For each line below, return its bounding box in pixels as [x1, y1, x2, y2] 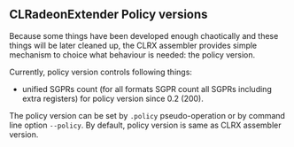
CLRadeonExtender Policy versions [9, 7, 208, 22]
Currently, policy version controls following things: [9, 66, 193, 77]
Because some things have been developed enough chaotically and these [9, 30, 279, 41]
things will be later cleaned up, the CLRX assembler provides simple [9, 40, 258, 50]
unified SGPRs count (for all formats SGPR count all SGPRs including [21, 83, 272, 94]
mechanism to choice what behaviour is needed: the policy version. [9, 49, 256, 60]
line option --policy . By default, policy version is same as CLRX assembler [9, 120, 282, 130]
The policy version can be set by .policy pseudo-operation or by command [9, 110, 286, 120]
